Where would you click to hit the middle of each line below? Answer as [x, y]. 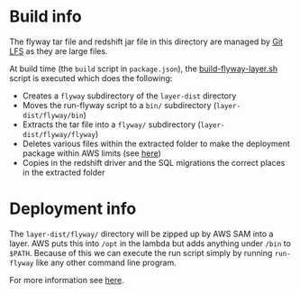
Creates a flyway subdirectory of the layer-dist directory [129, 96]
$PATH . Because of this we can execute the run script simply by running [141, 253]
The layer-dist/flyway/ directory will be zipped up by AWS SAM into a [141, 234]
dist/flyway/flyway [59, 134]
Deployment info [73, 209]
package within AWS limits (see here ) [92, 153]
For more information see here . [67, 280]
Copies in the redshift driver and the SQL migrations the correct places [154, 162]
